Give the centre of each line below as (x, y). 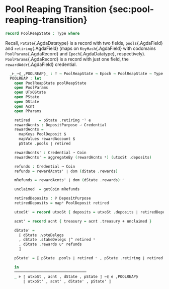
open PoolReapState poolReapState (50, 83)
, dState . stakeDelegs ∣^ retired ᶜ (57, 240)
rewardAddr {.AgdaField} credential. (41, 64)
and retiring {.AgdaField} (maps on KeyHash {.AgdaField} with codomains (80, 48)
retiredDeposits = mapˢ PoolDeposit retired (62, 203)
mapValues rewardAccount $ (47, 139)
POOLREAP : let (26, 78)
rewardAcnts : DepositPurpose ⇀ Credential (61, 125)
